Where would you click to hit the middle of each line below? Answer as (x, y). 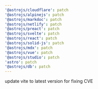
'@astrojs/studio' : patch (32, 57)
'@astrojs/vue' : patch (29, 52)
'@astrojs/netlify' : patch (33, 24)
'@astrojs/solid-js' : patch (35, 43)
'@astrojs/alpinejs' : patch (35, 15)
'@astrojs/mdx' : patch (29, 48)
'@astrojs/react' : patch (31, 39)
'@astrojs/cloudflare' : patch (37, 10)
